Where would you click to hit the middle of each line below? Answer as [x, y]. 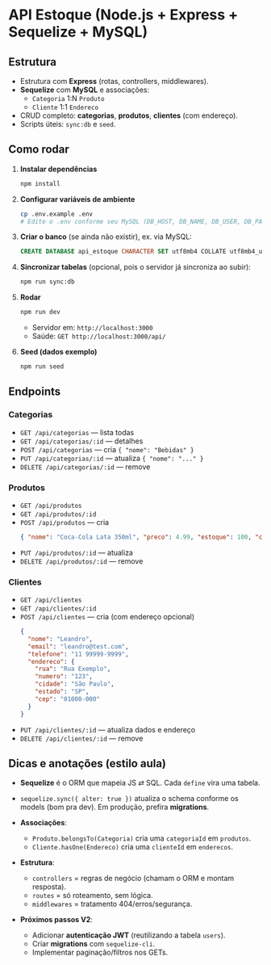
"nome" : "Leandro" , [60, 639]
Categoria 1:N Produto [68, 98]
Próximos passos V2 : [56, 920]
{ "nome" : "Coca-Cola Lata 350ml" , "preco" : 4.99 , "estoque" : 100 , [136, 537]
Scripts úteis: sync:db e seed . [68, 124]
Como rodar [39, 150]
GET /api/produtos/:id [58, 514]
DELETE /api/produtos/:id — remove [81, 561]
